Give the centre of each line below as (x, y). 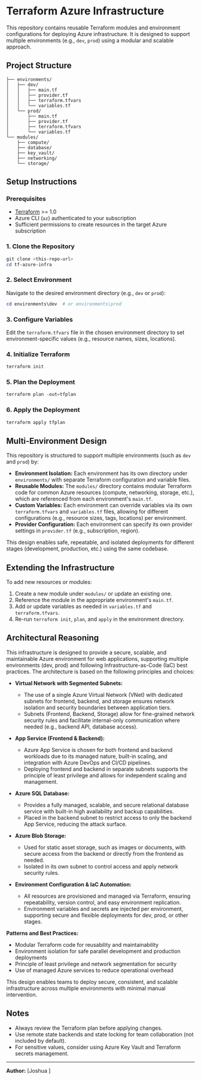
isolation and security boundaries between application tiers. (98, 707)
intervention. (22, 994)
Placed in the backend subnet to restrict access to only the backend (108, 817)
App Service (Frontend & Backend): (60, 738)
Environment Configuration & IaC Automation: (73, 884)
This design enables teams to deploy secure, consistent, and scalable (92, 982)
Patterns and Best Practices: (42, 933)
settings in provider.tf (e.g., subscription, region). (77, 531)
